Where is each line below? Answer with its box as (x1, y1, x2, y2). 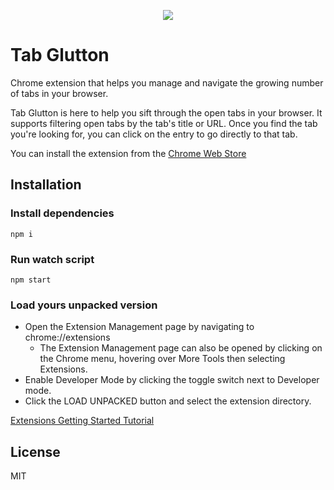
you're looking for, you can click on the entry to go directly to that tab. (10, 128, 298, 140)
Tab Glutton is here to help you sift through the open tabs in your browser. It (10, 106, 323, 119)
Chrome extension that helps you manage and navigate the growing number (10, 76, 324, 89)
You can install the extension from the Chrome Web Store (10, 147, 247, 159)
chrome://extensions (24, 331, 111, 344)
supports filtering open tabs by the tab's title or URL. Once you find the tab (10, 117, 318, 129)
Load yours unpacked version (10, 298, 158, 312)
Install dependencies (10, 206, 115, 220)
